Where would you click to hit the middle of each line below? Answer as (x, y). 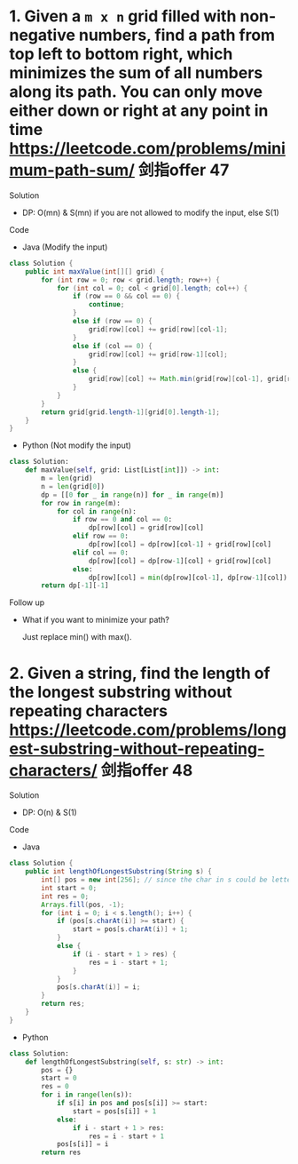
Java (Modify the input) (65, 247)
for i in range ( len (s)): (87, 1095)
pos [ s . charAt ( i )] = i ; (98, 987)
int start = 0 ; (69, 888)
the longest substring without (121, 692)
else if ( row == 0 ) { (112, 322)
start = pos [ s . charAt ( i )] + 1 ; (130, 929)
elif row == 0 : (100, 536)
